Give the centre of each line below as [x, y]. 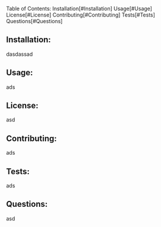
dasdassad [20, 54]
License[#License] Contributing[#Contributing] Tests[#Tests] [81, 15]
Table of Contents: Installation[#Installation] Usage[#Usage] [79, 9]
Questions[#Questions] [35, 21]
